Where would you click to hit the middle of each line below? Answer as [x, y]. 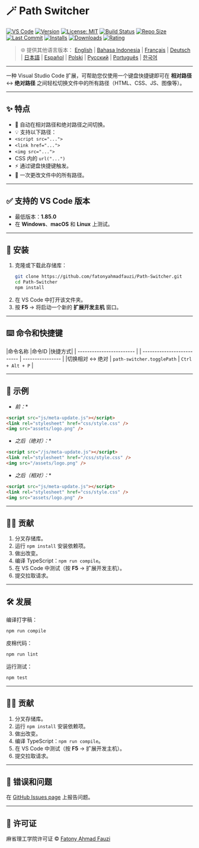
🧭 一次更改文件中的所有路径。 [51, 175]
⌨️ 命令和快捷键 [35, 333]
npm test [17, 678]
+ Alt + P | [20, 365]
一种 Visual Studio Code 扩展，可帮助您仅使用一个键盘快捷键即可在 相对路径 [99, 75]
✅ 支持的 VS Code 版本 [48, 201]
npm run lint [22, 654]
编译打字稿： [22, 620]
